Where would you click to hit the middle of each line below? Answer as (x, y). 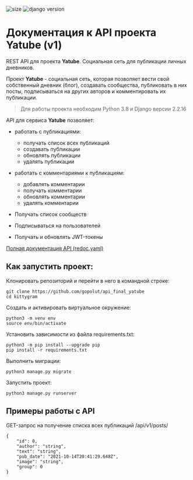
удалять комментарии (51, 203)
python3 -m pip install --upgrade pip (53, 345)
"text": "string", (39, 451)
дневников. (20, 67)
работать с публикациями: (48, 131)
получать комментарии (52, 190)
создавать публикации (52, 149)
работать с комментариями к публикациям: (69, 173)
